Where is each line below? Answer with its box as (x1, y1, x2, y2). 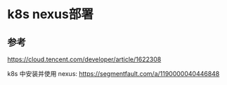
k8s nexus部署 (7, 6, 93, 22)
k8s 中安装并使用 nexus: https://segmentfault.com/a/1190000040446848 (7, 70, 220, 77)
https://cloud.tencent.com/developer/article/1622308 (7, 55, 162, 63)
